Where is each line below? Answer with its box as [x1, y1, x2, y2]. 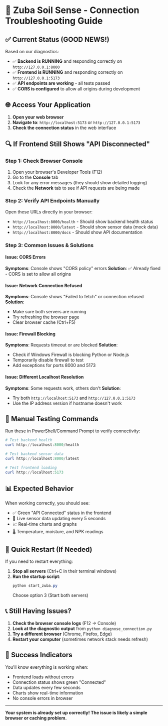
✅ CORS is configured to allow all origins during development [12, 86, 140, 92]
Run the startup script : [12, 573, 61, 579]
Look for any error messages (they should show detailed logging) [12, 179, 147, 185]
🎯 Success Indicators [5, 651, 72, 659]
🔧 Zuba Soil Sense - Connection [5, 5, 139, 16]
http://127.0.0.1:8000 [12, 65, 60, 70]
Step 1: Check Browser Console [5, 158, 83, 165]
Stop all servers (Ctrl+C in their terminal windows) [12, 568, 117, 574]
